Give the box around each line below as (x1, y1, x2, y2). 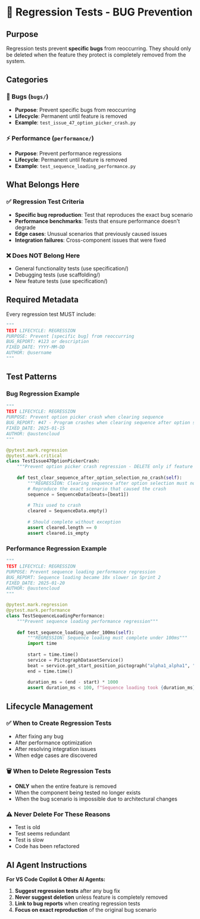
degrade (14, 223, 36, 231)
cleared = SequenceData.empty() (27, 508, 108, 514)
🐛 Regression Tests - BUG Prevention (6, 5, 193, 19)
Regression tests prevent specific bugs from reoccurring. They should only (6, 45, 192, 52)
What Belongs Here (6, 180, 80, 190)
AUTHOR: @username (6, 350, 52, 356)
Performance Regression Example (6, 544, 107, 553)
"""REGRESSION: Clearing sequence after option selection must (27, 480, 187, 486)
